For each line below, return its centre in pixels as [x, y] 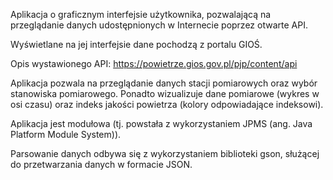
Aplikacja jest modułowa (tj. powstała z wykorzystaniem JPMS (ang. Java [161, 123]
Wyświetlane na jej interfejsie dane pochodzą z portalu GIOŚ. [136, 44]
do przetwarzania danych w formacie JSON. [101, 164]
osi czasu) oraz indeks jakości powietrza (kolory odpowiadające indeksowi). [167, 104]
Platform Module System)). [66, 134]
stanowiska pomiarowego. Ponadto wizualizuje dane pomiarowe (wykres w [165, 93]
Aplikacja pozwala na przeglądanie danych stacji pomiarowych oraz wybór [164, 83]
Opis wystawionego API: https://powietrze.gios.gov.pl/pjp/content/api [154, 63]
